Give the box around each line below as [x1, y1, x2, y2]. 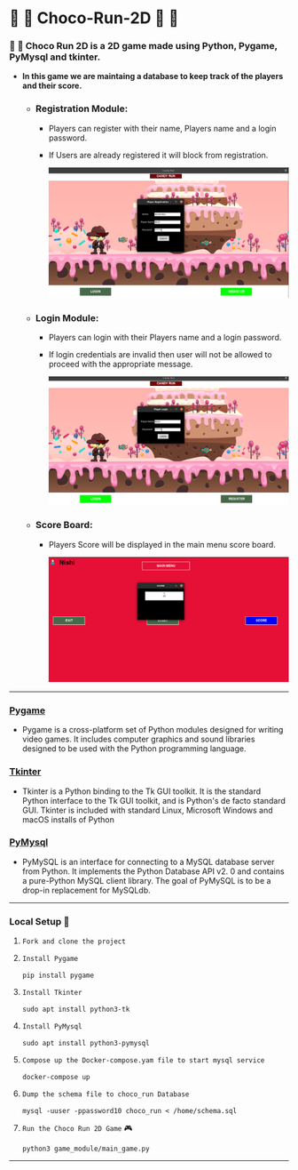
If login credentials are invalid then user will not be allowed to [48, 349, 272, 359]
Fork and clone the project [21, 937, 126, 946]
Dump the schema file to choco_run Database [21, 1090, 190, 1099]
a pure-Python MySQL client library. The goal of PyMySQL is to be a [21, 875, 271, 886]
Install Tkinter [21, 989, 82, 998]
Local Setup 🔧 [9, 915, 70, 927]
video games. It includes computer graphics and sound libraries [21, 733, 255, 745]
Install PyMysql [21, 1022, 82, 1031]
